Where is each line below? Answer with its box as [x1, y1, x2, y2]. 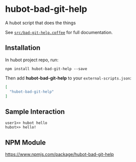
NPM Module [5, 138, 46, 147]
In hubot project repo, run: [5, 57, 59, 63]
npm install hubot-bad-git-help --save [5, 66, 88, 71]
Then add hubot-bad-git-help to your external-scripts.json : [5, 75, 132, 81]
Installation [5, 43, 41, 52]
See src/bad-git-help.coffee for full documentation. [5, 29, 113, 35]
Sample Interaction [5, 107, 65, 116]
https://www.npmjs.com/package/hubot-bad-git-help [5, 152, 114, 157]
